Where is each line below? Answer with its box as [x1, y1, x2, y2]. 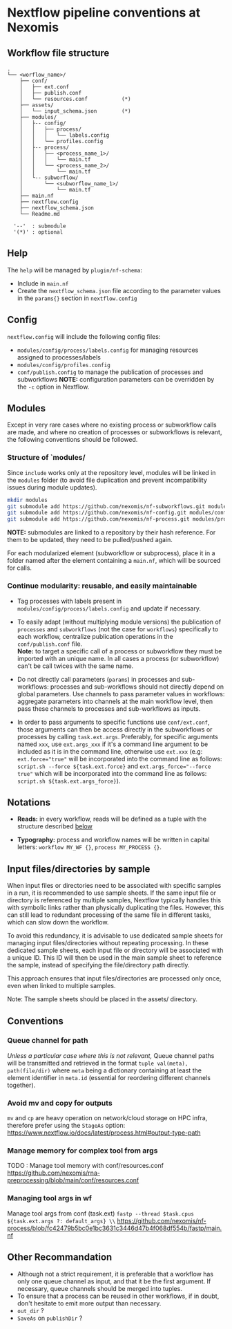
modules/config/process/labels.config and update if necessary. [17, 604, 202, 613]
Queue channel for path [7, 1036, 88, 1045]
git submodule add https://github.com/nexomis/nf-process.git [7, 516, 190, 523]
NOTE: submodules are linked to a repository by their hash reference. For [7, 528, 216, 537]
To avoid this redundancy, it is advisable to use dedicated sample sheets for [7, 931, 223, 940]
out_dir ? [17, 1306, 45, 1314]
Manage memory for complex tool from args [7, 1146, 158, 1155]
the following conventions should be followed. [7, 436, 138, 444]
